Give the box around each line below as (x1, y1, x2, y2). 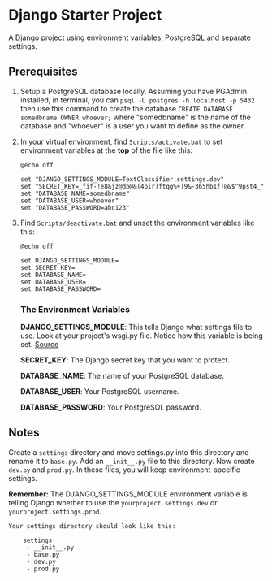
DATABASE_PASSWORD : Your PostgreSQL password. (19, 402, 201, 412)
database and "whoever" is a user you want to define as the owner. (19, 120, 246, 131)
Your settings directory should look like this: (8, 522, 176, 530)
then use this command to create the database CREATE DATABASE (19, 103, 233, 113)
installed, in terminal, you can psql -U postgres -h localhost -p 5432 (19, 95, 255, 105)
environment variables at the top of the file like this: (19, 145, 193, 155)
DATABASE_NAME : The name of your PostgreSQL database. (19, 371, 225, 381)
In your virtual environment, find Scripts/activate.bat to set (19, 137, 223, 146)
